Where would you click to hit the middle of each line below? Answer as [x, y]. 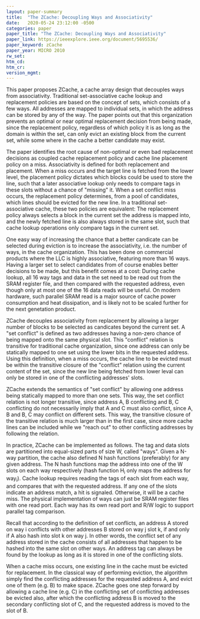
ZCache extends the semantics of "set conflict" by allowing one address [95, 389]
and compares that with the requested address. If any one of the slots [92, 486]
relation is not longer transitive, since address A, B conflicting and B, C [93, 402]
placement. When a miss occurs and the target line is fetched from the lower [100, 171]
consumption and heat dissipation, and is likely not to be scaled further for [97, 303]
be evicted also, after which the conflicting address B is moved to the [91, 598]
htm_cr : [16, 67]
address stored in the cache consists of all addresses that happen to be [94, 542]
